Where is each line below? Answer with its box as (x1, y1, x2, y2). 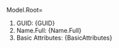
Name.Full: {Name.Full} (16, 27, 82, 34)
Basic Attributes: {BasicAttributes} (16, 34, 113, 42)
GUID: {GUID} (16, 19, 55, 27)
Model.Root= (6, 6, 43, 14)
